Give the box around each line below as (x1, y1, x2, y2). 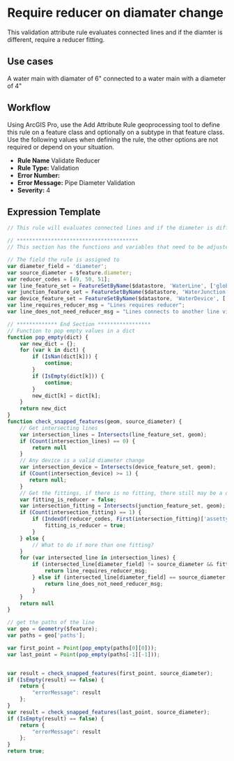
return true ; (7, 748, 45, 755)
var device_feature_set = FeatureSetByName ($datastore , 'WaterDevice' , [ (7, 295, 226, 302)
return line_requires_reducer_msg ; (44, 568, 148, 575)
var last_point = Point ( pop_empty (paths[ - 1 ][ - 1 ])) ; (7, 651, 160, 658)
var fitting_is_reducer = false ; (19, 496, 117, 503)
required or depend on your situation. (7, 142, 115, 151)
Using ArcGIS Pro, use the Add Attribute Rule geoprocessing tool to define (7, 120, 221, 128)
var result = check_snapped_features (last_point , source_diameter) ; (7, 709, 210, 716)
